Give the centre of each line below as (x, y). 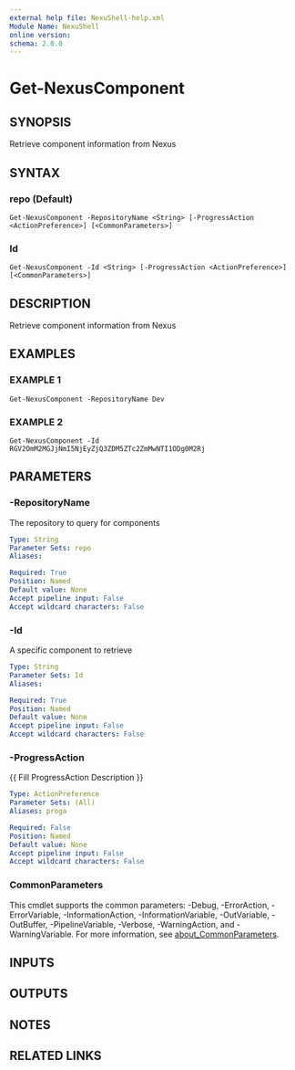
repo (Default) (41, 199)
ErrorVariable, (36, 915)
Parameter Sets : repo (51, 548)
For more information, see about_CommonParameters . (178, 934)
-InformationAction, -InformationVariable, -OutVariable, (167, 915)
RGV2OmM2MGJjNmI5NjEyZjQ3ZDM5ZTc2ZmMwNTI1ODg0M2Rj (107, 449)
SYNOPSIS (41, 122)
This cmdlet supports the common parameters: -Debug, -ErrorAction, (140, 905)
